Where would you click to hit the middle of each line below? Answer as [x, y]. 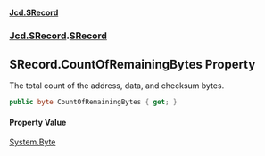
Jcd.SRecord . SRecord [58, 36]
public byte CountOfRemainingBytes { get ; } [93, 103]
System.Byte [33, 142]
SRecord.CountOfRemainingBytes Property [132, 64]
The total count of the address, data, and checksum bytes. [117, 86]
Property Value [38, 122]
